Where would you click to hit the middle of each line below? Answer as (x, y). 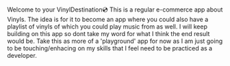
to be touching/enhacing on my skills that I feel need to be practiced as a (110, 48)
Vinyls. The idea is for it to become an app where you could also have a (108, 19)
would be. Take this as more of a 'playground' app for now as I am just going (115, 41)
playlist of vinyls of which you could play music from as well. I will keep (107, 27)
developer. (22, 55)
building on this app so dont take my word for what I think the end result (108, 34)
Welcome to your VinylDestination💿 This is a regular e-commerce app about (115, 10)
